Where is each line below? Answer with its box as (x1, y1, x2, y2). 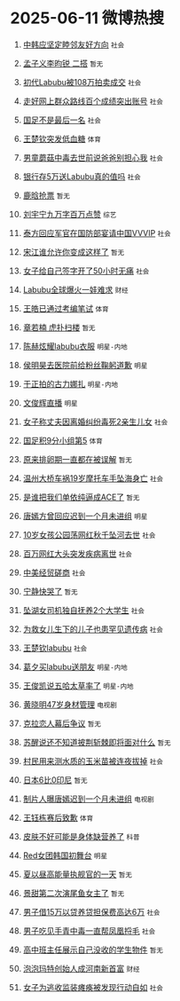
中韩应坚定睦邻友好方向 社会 (22, 39, 125, 50)
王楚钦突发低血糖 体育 (22, 133, 101, 144)
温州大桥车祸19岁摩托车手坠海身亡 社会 (22, 472, 163, 484)
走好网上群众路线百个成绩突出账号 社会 (22, 95, 163, 106)
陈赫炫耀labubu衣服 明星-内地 (22, 341, 128, 351)
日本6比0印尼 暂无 (22, 774, 88, 785)
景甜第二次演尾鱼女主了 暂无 (22, 887, 125, 898)
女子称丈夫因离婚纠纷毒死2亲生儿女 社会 (22, 416, 168, 427)
